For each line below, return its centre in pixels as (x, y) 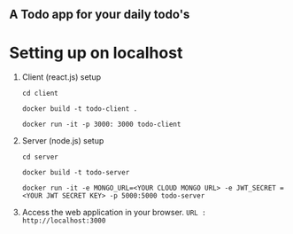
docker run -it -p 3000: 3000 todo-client (101, 125)
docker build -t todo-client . (80, 109)
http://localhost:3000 (64, 221)
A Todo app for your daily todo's (100, 15)
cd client (40, 94)
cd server (40, 157)
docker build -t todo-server (76, 173)
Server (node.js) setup (63, 141)
